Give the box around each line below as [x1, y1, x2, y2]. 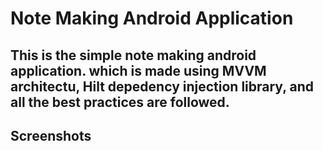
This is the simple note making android [10, 47, 257, 64]
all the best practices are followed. [10, 93, 230, 111]
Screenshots [10, 127, 92, 144]
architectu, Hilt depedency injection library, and [10, 78, 315, 95]
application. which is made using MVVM [10, 62, 267, 79]
